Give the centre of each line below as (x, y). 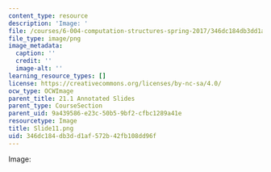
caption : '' (36, 53)
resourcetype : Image (43, 121)
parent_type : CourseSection (56, 106)
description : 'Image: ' (48, 23)
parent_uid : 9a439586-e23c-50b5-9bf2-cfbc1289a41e (95, 114)
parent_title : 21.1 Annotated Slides (72, 99)
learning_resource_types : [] (57, 76)
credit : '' (34, 61)
